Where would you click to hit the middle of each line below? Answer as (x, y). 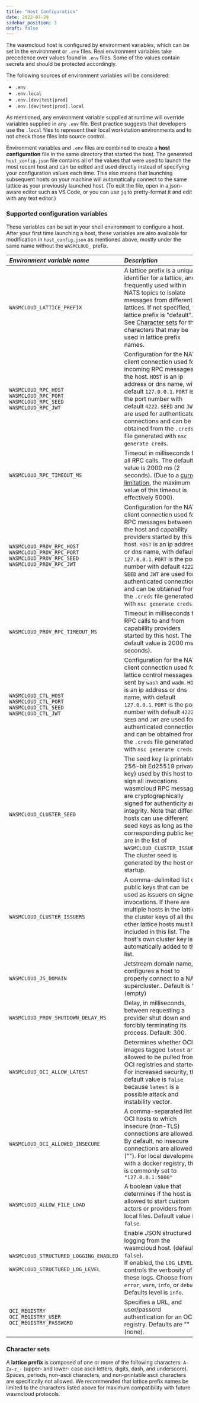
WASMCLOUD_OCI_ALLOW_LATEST (49, 1072)
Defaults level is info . (154, 1292)
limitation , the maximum (157, 483)
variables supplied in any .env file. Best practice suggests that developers (96, 124)
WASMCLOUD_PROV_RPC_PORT (44, 552)
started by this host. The (158, 635)
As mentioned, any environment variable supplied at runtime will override (95, 118)
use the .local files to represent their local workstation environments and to (99, 130)
